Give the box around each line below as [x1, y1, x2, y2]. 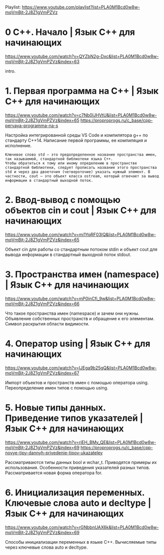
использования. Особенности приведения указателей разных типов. [5, 464, 150, 470]
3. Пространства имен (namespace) [5, 269, 160, 280]
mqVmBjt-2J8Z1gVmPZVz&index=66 [5, 300, 80, 307]
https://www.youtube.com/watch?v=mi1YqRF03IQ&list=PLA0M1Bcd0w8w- [5, 231, 156, 237]
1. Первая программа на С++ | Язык [5, 86, 159, 97]
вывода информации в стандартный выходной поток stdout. [5, 251, 132, 258]
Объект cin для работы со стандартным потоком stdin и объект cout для [5, 246, 158, 252]
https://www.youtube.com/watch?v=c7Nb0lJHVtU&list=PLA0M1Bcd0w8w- [5, 112, 157, 118]
